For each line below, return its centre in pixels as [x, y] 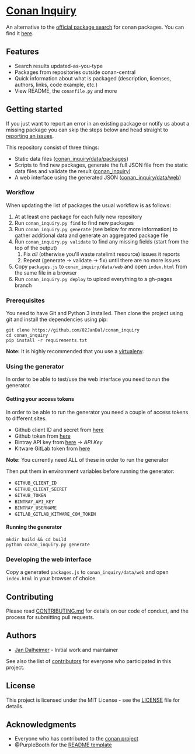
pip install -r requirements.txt [47, 341]
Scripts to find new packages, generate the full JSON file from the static [101, 165]
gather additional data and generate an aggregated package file [91, 235]
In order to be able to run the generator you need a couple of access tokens [97, 412]
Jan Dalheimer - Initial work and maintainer [66, 650]
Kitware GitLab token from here [52, 448]
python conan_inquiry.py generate [48, 545]
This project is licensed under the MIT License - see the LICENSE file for [93, 700]
